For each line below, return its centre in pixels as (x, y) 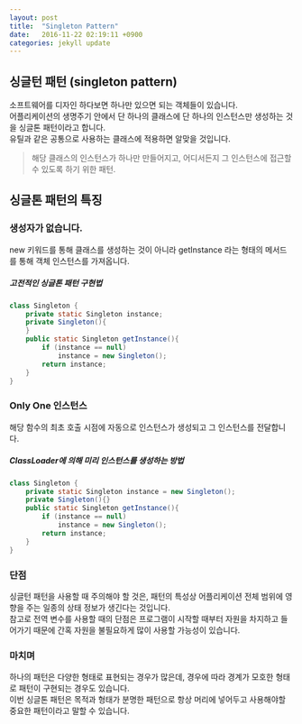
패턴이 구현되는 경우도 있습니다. (74, 688)
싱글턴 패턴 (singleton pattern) (93, 82)
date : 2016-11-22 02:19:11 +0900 (76, 34)
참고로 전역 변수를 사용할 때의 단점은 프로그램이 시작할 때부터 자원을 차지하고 (144, 619)
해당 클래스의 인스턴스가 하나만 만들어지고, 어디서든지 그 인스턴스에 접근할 (161, 158)
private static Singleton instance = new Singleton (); (131, 491)
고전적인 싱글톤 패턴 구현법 (56, 283)
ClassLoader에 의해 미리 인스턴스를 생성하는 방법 (97, 461)
